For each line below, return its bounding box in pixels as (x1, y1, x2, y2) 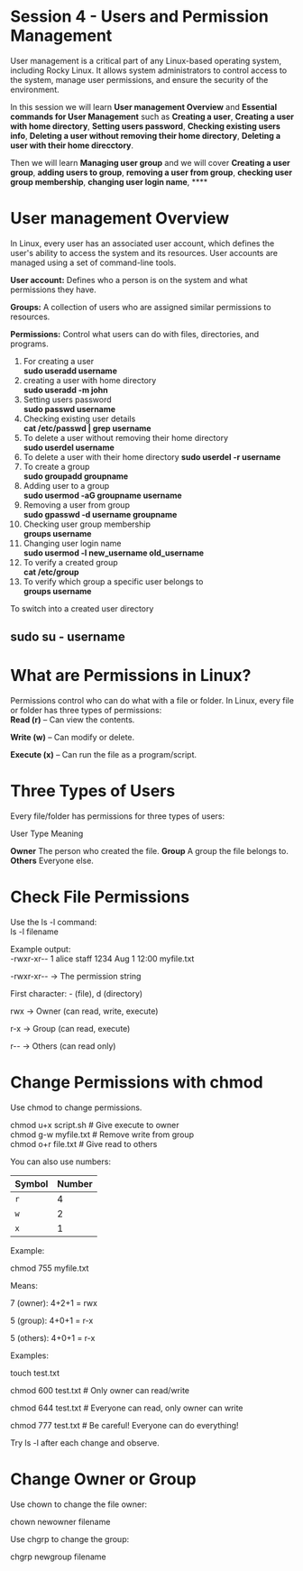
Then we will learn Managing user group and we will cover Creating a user (10, 157, 291, 168)
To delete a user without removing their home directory (23, 432, 229, 443)
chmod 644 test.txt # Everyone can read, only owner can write (10, 1402, 243, 1413)
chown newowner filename (10, 1516, 111, 1527)
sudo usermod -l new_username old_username (23, 547, 205, 558)
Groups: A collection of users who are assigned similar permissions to (10, 301, 271, 312)
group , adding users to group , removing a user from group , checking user (10, 167, 292, 178)
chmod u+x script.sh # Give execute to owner (10, 1120, 179, 1131)
